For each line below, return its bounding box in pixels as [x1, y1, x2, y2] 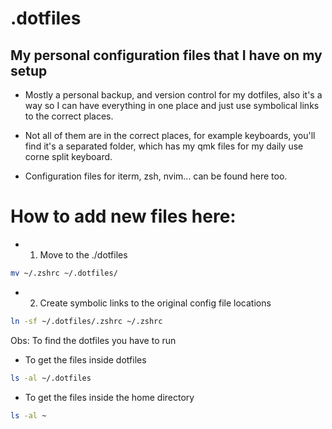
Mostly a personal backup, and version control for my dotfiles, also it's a [24, 89, 323, 101]
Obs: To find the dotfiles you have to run [10, 334, 177, 346]
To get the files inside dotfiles [24, 353, 147, 366]
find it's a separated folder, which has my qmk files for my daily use [24, 140, 304, 152]
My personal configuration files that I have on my [10, 47, 323, 64]
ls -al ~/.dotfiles [10, 373, 92, 383]
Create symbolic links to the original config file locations [39, 297, 272, 309]
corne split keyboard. [24, 151, 113, 162]
